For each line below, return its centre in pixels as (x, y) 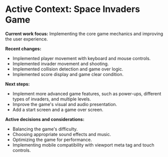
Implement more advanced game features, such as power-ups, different (87, 93)
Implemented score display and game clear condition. (68, 74)
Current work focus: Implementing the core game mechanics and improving (84, 33)
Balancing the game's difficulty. (45, 129)
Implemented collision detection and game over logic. (68, 69)
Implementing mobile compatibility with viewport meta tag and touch (83, 145)
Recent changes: (23, 48)
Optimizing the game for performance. (52, 139)
